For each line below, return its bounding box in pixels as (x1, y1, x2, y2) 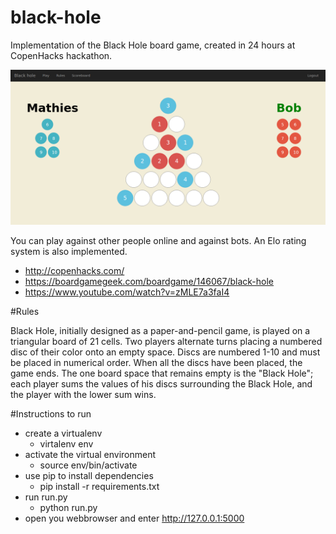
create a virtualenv (24, 427, 103, 439)
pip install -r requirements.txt (39, 481, 160, 492)
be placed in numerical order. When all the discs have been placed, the (10, 357, 303, 368)
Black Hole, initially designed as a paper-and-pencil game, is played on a (10, 325, 311, 336)
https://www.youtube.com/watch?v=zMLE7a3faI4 (24, 286, 230, 298)
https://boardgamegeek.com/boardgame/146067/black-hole (24, 276, 275, 287)
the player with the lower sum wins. (10, 389, 157, 400)
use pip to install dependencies (24, 470, 154, 481)
